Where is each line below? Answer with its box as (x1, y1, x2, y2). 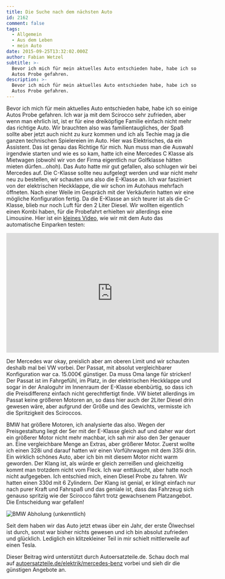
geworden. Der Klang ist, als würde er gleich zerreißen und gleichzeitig (6, 459, 184, 467)
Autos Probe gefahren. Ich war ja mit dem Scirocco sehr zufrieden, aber (6, 111, 186, 118)
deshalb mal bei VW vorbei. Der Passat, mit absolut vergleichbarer (6, 364, 172, 371)
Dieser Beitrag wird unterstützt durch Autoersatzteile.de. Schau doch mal (6, 553, 189, 560)
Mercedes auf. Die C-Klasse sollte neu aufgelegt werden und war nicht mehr (6, 169, 198, 176)
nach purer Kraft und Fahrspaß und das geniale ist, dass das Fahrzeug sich (6, 485, 194, 493)
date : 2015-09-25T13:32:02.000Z (6, 49, 88, 55)
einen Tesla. (6, 541, 36, 549)
